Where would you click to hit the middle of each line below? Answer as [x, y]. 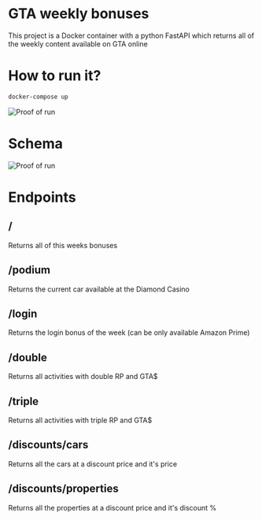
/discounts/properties [64, 489]
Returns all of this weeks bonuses [63, 245]
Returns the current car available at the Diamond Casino [99, 289]
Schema [35, 143]
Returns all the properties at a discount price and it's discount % [113, 507]
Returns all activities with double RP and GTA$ [83, 377]
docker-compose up [38, 97]
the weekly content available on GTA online [78, 43]
